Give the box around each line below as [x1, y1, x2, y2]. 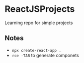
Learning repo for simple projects [4, 20, 73, 26]
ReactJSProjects [4, 3, 75, 15]
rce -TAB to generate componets [11, 52, 79, 58]
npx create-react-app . [11, 48, 62, 53]
